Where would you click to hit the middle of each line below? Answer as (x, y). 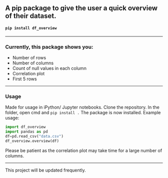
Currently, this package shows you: (49, 47)
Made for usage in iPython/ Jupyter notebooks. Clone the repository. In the (82, 107)
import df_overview (25, 127)
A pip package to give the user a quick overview (81, 8)
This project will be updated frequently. (45, 170)
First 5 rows (24, 79)
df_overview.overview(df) (32, 141)
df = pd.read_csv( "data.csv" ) (34, 136)
